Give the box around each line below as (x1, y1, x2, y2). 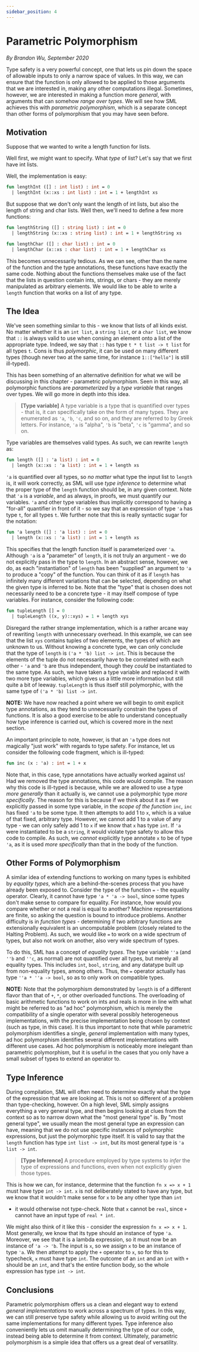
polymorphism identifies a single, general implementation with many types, (6, 1030, 190, 1037)
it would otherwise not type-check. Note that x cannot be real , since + (14, 1205, 187, 1212)
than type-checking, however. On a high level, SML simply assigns (6, 1101, 169, 1108)
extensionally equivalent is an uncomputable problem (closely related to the (6, 924, 191, 932)
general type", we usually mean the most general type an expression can (6, 1120, 185, 1127)
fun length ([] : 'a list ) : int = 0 (6, 457, 100, 463)
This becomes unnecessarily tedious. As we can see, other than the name (6, 257, 187, 264)
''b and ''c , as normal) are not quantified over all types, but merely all (6, 955, 179, 962)
